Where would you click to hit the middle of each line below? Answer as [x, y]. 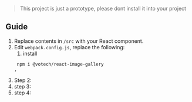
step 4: [23, 93]
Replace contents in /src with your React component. [79, 41]
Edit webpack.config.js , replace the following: [69, 47]
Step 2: [23, 80]
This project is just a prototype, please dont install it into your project [103, 8]
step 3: [22, 86]
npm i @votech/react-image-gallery [60, 64]
